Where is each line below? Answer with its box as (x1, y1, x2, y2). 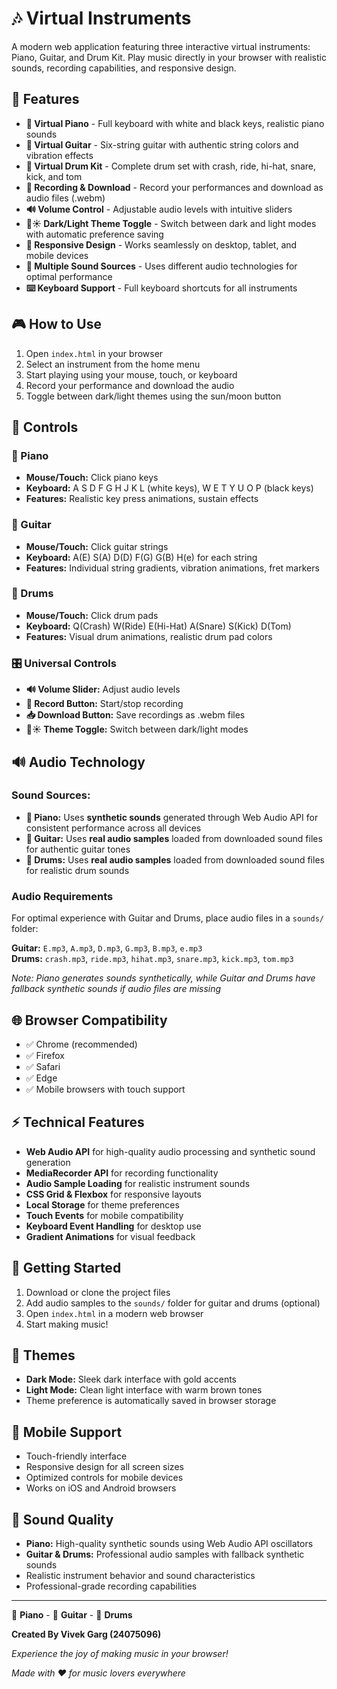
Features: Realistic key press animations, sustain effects (25, 493, 259, 505)
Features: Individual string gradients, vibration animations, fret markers (25, 562, 320, 574)
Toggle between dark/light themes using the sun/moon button (25, 390, 282, 402)
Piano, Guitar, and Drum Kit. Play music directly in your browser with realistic (11, 51, 327, 63)
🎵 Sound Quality (11, 1511, 114, 1528)
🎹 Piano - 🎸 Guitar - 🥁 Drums (11, 1609, 133, 1621)
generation (25, 1156, 71, 1168)
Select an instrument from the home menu (25, 358, 201, 370)
